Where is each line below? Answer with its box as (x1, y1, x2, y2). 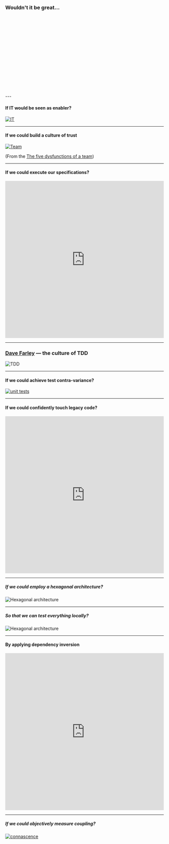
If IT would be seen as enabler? (5, 105, 72, 111)
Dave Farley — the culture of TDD (5, 349, 89, 356)
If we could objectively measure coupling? (5, 821, 96, 827)
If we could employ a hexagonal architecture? (5, 584, 103, 590)
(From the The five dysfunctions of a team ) (5, 153, 95, 159)
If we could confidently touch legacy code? (5, 405, 98, 411)
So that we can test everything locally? (5, 613, 89, 619)
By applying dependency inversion (5, 641, 79, 647)
